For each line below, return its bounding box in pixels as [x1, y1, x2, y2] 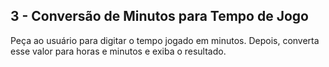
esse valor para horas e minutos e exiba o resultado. [10, 45, 227, 57]
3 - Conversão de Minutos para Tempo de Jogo [10, 8, 309, 25]
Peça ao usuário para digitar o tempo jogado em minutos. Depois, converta [10, 34, 320, 46]
